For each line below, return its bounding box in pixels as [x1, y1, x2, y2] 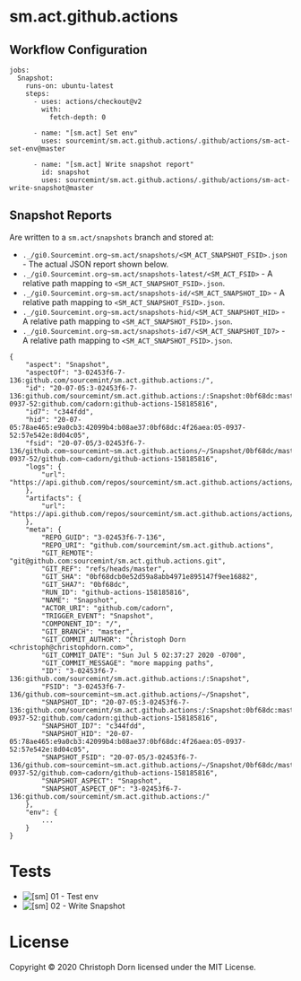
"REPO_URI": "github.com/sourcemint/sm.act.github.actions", [41, 540, 275, 549]
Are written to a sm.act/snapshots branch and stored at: [9, 232, 214, 242]
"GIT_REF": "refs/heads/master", [41, 564, 167, 574]
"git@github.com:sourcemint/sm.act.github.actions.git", [9, 556, 227, 565]
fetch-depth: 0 [48, 113, 106, 122]
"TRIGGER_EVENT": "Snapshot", [41, 611, 154, 620]
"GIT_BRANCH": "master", [41, 626, 134, 636]
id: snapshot [41, 168, 90, 177]
